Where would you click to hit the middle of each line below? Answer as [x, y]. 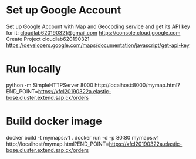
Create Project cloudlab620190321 [48, 39]
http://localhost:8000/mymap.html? [137, 85]
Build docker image [54, 121]
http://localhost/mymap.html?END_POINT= [58, 144]
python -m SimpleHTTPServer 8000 [50, 85]
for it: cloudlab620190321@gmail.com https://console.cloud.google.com [93, 32]
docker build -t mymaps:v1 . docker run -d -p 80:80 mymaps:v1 [83, 137]
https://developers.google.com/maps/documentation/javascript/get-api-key [98, 45]
